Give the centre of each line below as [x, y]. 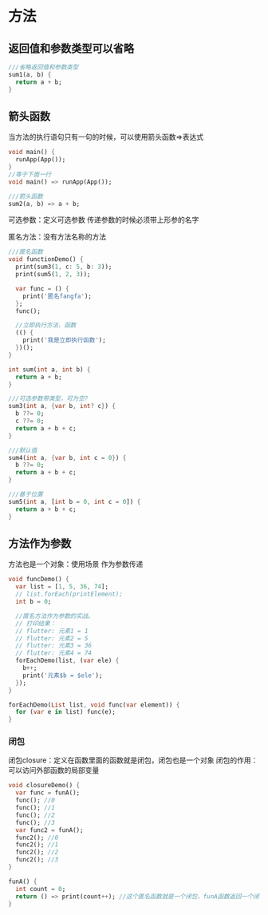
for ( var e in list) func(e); [65, 712]
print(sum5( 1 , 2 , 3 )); [53, 275]
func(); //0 [35, 800]
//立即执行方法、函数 [46, 325]
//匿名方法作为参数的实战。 [55, 616]
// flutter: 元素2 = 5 [52, 638]
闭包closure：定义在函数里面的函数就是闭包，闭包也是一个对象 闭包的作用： [133, 760]
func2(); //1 [37, 845]
